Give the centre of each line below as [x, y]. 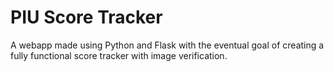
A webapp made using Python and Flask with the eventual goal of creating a [167, 45]
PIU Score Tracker [86, 17]
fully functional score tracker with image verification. [119, 55]
